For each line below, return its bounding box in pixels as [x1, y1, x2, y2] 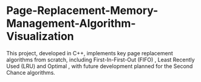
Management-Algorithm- [6, 16, 136, 30]
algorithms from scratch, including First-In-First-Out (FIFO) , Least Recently [6, 56, 196, 63]
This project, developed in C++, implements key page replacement [6, 49, 173, 56]
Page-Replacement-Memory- [6, 4, 158, 18]
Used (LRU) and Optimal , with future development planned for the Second [6, 62, 193, 70]
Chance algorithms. [6, 69, 56, 76]
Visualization [6, 30, 74, 43]
